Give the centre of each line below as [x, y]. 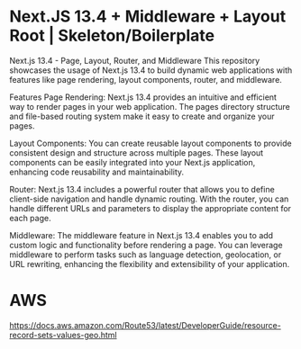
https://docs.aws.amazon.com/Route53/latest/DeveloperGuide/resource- [145, 325]
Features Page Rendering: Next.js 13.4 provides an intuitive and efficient [143, 97]
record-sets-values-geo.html [63, 335]
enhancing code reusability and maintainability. [97, 172]
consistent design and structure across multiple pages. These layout [137, 152]
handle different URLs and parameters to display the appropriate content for [150, 208]
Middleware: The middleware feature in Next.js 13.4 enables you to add [141, 235]
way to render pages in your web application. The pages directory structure [150, 106]
